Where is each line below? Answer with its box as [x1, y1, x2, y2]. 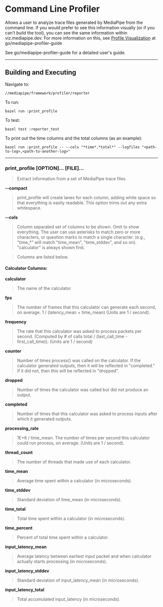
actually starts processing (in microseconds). [16, 559, 108, 565]
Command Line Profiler [5, 3, 100, 15]
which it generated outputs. [16, 416, 72, 422]
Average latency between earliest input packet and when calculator [16, 553, 152, 559]
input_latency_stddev [5, 568, 49, 574]
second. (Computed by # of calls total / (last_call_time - [16, 334, 128, 340]
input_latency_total [5, 587, 45, 593]
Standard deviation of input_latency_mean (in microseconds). [16, 577, 140, 583]
